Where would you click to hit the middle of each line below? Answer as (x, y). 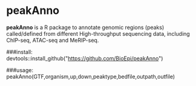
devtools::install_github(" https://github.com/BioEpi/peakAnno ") (85, 58)
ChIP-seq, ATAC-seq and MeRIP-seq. (53, 40)
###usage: (20, 70)
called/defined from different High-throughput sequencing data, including (98, 33)
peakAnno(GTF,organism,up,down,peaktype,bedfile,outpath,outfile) (91, 76)
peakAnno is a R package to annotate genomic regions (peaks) (85, 27)
